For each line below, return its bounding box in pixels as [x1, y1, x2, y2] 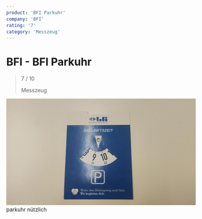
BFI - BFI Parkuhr [6, 55, 92, 69]
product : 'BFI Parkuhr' [6, 10, 66, 16]
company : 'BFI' [6, 16, 44, 22]
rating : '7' [6, 22, 36, 28]
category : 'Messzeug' [6, 29, 61, 35]
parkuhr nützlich [6, 206, 47, 213]
